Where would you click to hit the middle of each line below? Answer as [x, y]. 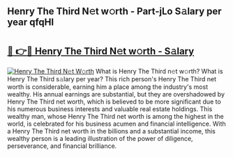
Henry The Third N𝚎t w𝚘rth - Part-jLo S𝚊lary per [114, 11]
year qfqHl [31, 23]
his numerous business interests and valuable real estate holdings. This [110, 109]
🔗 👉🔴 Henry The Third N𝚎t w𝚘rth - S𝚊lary [101, 51]
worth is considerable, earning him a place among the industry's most [107, 87]
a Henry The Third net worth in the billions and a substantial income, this [112, 131]
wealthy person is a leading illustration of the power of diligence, [100, 139]
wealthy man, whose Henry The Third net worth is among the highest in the [116, 116]
